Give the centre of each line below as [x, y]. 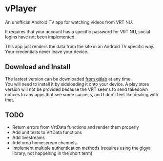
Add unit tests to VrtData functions [47, 132]
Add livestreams [28, 137]
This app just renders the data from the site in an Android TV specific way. [80, 46]
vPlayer [21, 9]
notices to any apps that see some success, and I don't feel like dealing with [82, 94]
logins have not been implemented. [40, 37]
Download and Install [38, 67]
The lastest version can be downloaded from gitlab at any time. [69, 79]
